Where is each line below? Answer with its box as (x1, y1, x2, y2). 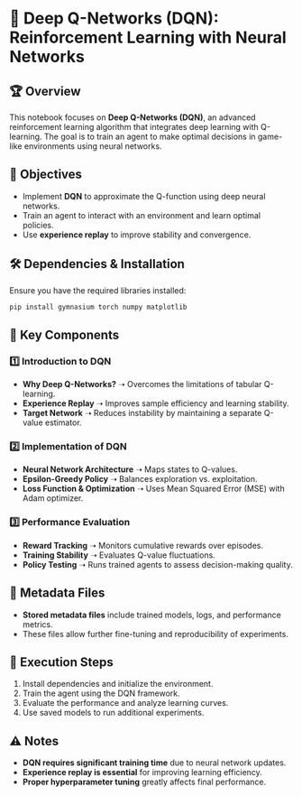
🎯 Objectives (9, 167, 83, 182)
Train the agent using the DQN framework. (22, 688, 180, 699)
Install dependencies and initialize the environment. (22, 679, 214, 690)
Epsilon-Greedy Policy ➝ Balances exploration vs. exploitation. (22, 474, 259, 485)
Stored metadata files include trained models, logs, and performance (22, 609, 281, 620)
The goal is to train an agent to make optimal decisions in (43, 131, 256, 142)
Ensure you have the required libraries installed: (9, 284, 187, 296)
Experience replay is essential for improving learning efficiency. (22, 767, 263, 778)
